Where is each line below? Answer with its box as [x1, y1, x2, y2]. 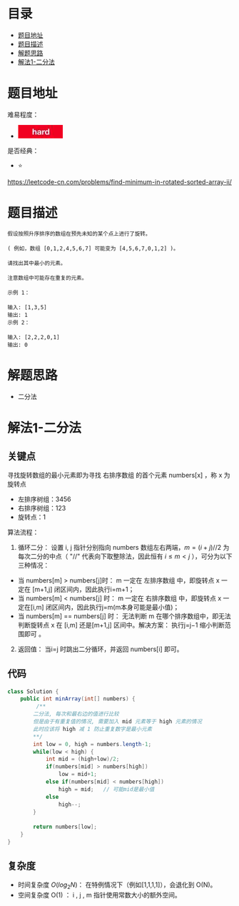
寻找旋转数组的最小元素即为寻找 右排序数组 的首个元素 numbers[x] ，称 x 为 [7, 470, 230, 479]
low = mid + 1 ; [58, 771, 98, 778]
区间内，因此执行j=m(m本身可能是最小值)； [51, 603, 180, 611]
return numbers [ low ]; [33, 823, 98, 831]
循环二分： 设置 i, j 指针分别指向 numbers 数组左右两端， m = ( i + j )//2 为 [17, 543, 230, 551]
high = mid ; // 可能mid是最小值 [58, 785, 155, 792]
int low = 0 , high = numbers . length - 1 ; [33, 740, 152, 748]
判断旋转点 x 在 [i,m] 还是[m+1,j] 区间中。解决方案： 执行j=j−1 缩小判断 [17, 620, 225, 629]
